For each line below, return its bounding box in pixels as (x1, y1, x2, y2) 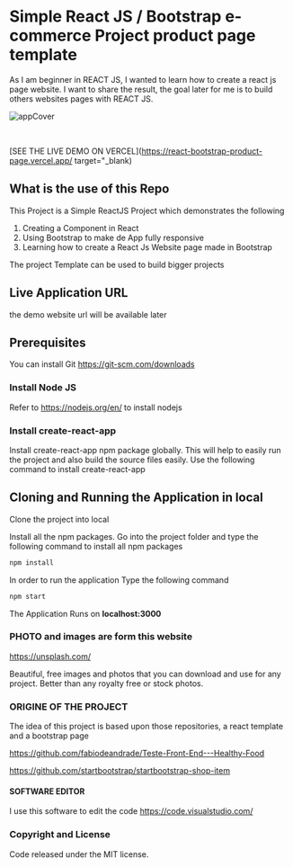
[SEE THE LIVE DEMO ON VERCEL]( (9, 146, 142, 156)
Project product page (93, 25, 256, 46)
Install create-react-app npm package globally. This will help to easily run (9, 444, 281, 455)
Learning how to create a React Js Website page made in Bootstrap (22, 241, 272, 253)
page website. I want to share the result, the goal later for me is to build (9, 84, 273, 94)
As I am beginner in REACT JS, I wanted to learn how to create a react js (9, 74, 277, 85)
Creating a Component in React (22, 222, 139, 233)
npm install (9, 558, 54, 568)
